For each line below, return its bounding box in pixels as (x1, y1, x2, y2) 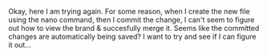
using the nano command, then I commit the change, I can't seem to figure (8, 15, 255, 24)
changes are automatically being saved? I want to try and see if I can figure (8, 32, 257, 41)
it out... (8, 40, 32, 50)
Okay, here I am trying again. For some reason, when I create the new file (8, 7, 250, 16)
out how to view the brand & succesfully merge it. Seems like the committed (8, 24, 260, 32)
